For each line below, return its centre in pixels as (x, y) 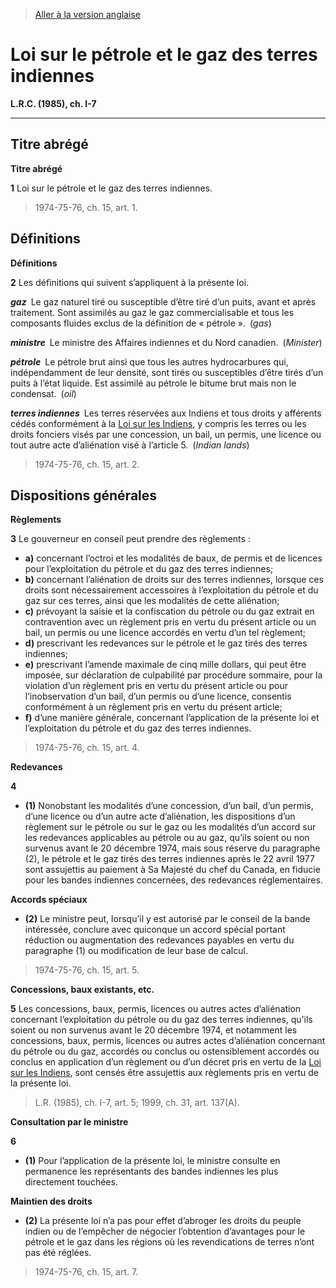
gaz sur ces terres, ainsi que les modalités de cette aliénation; (152, 601)
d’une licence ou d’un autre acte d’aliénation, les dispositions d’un (160, 816)
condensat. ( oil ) (43, 393)
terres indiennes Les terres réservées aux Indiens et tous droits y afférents (166, 413)
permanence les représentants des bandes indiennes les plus (151, 1171)
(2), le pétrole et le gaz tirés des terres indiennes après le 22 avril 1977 (169, 859)
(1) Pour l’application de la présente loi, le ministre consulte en (152, 1161)
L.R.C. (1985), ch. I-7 (53, 103)
